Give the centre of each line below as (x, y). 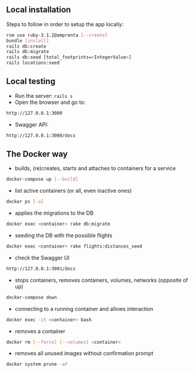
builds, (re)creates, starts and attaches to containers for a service (95, 168)
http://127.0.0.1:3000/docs (41, 135)
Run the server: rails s (44, 95)
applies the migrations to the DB (54, 213)
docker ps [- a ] (25, 202)
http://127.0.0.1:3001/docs (41, 269)
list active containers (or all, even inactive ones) (73, 191)
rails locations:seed (33, 63)
